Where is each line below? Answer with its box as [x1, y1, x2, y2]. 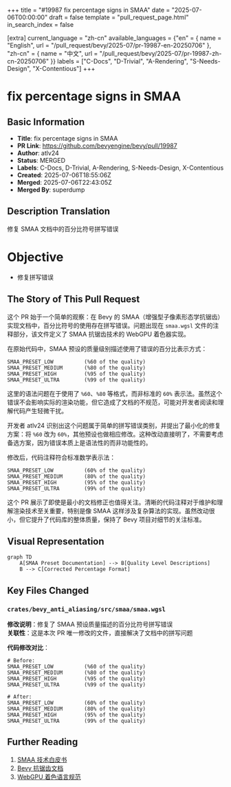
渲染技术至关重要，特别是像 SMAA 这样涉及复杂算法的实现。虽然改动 [12, 506, 210, 515]
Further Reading [7, 736, 78, 748]
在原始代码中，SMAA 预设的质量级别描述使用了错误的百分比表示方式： [7, 344, 208, 352]
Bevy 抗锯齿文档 [16, 764, 64, 772]
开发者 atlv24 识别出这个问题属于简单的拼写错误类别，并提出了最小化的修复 [7, 421, 221, 430]
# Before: [7, 657, 36, 664]
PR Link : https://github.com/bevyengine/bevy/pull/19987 [16, 141, 177, 150]
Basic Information [7, 116, 85, 128]
